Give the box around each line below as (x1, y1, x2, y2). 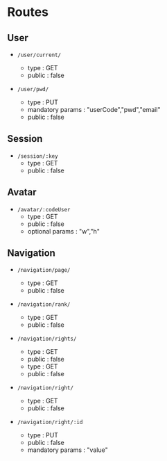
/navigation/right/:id (17, 419, 83, 426)
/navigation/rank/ (17, 301, 71, 308)
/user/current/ (17, 51, 62, 58)
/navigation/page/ (17, 267, 71, 274)
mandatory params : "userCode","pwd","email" (27, 106, 161, 113)
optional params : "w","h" (27, 227, 100, 235)
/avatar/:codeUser (17, 206, 71, 213)
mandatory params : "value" (27, 446, 109, 454)
